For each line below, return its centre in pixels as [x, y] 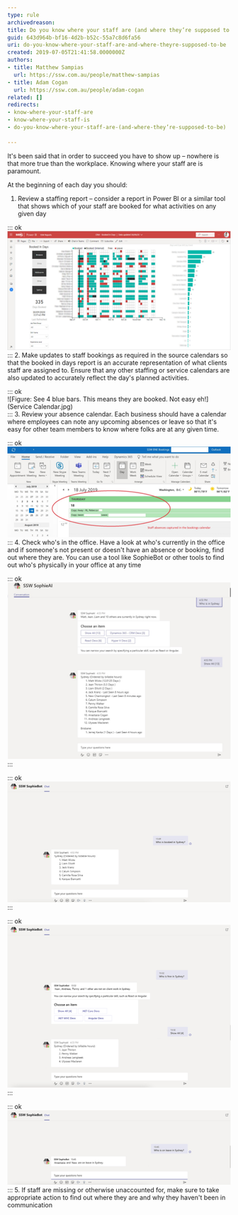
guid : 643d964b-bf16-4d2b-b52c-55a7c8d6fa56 [74, 38]
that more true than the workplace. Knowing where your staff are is [105, 163]
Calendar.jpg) [53, 407]
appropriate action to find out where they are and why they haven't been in [117, 1197]
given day [32, 214]
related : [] [25, 97]
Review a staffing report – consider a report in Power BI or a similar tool [121, 198]
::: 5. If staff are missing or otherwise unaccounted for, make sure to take [113, 1189]
